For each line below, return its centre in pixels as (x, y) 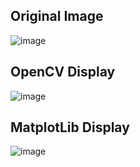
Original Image (57, 16)
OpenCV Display (63, 72)
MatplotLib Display (70, 127)
